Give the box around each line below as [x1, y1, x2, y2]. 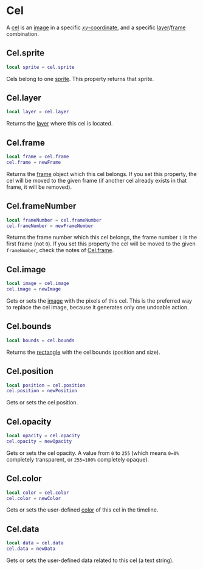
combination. [6, 30, 40, 37]
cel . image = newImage [6, 286, 61, 292]
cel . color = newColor [6, 495, 61, 501]
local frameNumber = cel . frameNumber [6, 217, 102, 223]
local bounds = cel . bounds [6, 337, 75, 343]
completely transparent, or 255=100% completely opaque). [6, 456, 150, 463]
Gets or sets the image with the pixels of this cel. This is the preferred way [6, 297, 193, 304]
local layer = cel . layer [6, 109, 69, 115]
